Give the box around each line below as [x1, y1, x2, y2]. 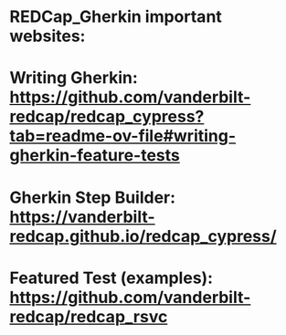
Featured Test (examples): [9, 267, 213, 288]
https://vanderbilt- [9, 206, 155, 227]
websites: [9, 26, 86, 47]
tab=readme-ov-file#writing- [9, 126, 237, 147]
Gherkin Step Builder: [9, 187, 176, 207]
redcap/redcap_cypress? [9, 107, 205, 127]
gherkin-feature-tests [9, 145, 181, 166]
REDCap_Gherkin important [9, 6, 222, 27]
